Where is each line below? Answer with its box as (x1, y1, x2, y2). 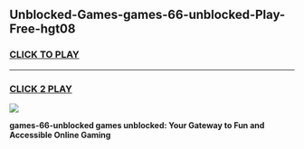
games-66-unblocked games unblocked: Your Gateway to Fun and (9, 119, 265, 130)
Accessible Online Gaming (9, 129, 111, 140)
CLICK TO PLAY (9, 49, 80, 61)
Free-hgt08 (9, 22, 76, 37)
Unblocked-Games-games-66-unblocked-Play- (9, 7, 286, 23)
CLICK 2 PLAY (9, 82, 72, 95)
